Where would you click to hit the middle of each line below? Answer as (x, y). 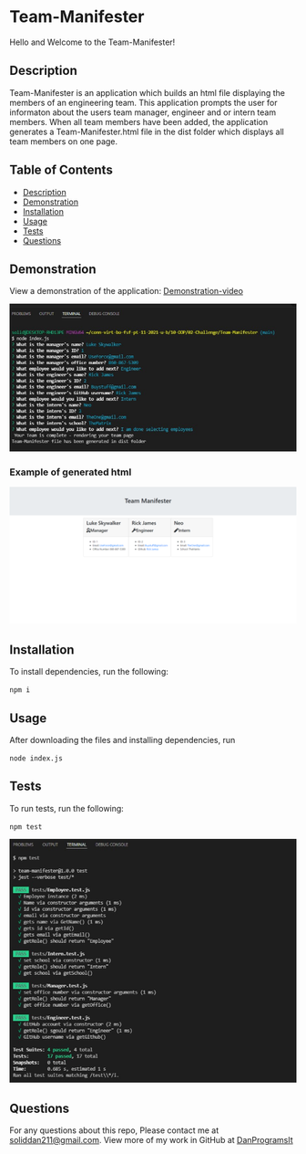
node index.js (36, 759)
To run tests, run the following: (67, 808)
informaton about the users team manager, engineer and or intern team (143, 112)
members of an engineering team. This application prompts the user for (143, 102)
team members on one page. (64, 141)
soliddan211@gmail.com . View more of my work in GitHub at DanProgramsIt (151, 1140)
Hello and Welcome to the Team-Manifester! (92, 42)
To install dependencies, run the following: (89, 672)
